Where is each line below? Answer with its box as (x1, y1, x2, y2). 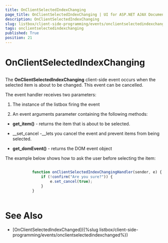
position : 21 (5, 36, 32, 41)
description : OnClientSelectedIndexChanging (5, 17, 99, 22)
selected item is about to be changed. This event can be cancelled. (5, 82, 143, 88)
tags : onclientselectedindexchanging (5, 26, 84, 31)
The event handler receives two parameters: (5, 92, 96, 98)
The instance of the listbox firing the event (12, 101, 100, 108)
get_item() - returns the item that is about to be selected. (12, 121, 130, 127)
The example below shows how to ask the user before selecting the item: (5, 155, 156, 161)
